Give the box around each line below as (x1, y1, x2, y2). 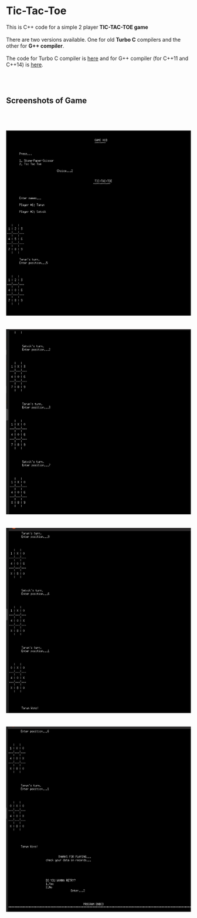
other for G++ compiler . (6, 42, 64, 49)
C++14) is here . (6, 61, 43, 68)
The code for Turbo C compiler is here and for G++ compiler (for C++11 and (6, 55, 189, 62)
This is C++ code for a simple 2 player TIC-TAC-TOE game (6, 24, 148, 31)
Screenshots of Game (6, 96, 87, 106)
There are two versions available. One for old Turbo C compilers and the (6, 36, 181, 43)
